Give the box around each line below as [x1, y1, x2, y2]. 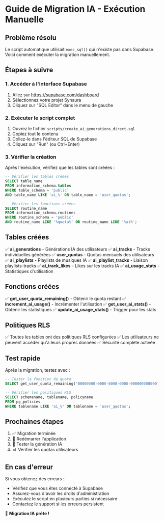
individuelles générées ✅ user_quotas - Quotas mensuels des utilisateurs [5, 251, 155, 257]
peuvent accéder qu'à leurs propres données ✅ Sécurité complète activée [5, 340, 156, 346]
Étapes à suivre [5, 66, 54, 74]
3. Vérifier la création [5, 153, 56, 160]
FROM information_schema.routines [5, 210, 76, 216]
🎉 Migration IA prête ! [5, 511, 50, 517]
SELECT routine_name [5, 206, 48, 211]
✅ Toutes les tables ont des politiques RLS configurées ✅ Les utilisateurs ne [5, 334, 159, 340]
